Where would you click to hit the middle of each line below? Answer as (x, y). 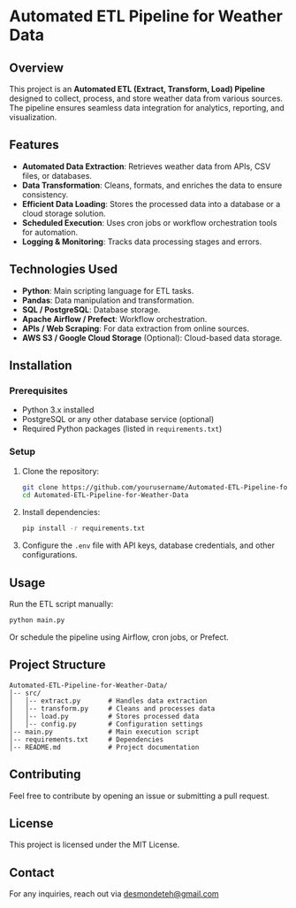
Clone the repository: (61, 471)
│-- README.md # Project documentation (104, 747)
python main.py (37, 620)
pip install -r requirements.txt (83, 528)
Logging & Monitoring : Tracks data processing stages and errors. (142, 242)
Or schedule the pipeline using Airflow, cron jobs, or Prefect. (119, 637)
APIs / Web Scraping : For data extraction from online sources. (136, 328)
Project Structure (57, 665)
